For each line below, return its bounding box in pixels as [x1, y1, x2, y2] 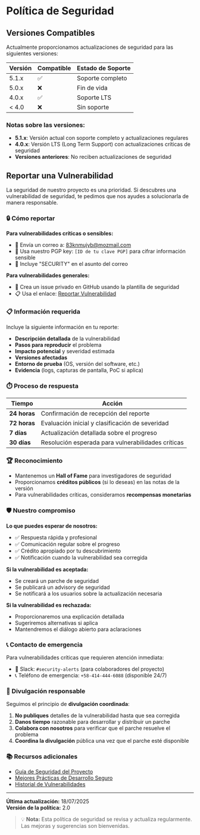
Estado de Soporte [77, 64, 131, 72]
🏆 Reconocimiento [6, 456, 63, 464]
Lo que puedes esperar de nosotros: [6, 522, 98, 529]
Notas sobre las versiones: [6, 121, 85, 129]
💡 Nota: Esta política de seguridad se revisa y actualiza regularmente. [20, 816, 192, 823]
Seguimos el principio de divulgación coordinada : [6, 701, 130, 708]
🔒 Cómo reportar [6, 214, 55, 222]
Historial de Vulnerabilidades [14, 781, 86, 788]
